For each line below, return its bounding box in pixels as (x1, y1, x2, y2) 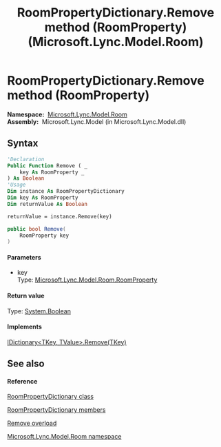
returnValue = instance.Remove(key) (7, 213, 112, 220)
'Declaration (7, 156, 45, 163)
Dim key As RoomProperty (7, 194, 78, 201)
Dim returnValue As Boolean (7, 200, 88, 207)
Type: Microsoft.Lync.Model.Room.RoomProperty (17, 276, 158, 284)
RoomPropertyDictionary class (7, 393, 94, 401)
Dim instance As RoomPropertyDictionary (7, 188, 125, 195)
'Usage (7, 181, 26, 189)
